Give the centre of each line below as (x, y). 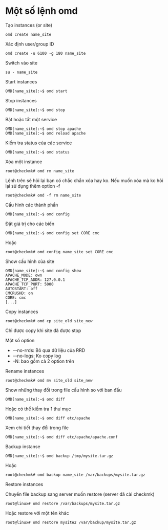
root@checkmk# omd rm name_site (40, 171)
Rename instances (25, 371)
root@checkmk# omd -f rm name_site (43, 195)
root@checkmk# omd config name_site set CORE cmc (59, 252)
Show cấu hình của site (30, 261)
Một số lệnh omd (41, 11)
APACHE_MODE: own (24, 275)
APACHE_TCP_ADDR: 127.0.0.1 (35, 280)
